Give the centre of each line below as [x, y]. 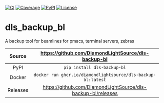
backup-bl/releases [95, 93]
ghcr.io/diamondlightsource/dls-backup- [108, 75]
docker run [46, 75]
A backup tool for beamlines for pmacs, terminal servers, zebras [70, 41]
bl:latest [95, 79]
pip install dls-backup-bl [95, 67]
